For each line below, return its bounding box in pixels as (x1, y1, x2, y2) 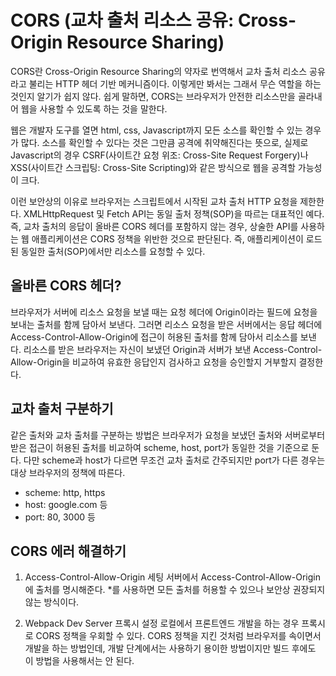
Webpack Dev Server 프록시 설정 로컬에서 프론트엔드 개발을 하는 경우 (24, 617, 300, 630)
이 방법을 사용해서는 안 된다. (24, 655, 135, 667)
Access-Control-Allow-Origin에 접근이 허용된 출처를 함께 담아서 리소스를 (10, 331, 298, 343)
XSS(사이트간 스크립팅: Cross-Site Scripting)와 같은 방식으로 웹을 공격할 (10, 161, 296, 173)
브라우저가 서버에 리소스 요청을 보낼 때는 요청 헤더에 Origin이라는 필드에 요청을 (10, 306, 318, 318)
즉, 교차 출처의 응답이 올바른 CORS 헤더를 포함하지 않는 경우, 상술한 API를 (10, 220, 299, 232)
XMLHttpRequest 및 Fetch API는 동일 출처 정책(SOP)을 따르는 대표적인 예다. (23, 207, 325, 220)
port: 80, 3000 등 (24, 511, 96, 523)
